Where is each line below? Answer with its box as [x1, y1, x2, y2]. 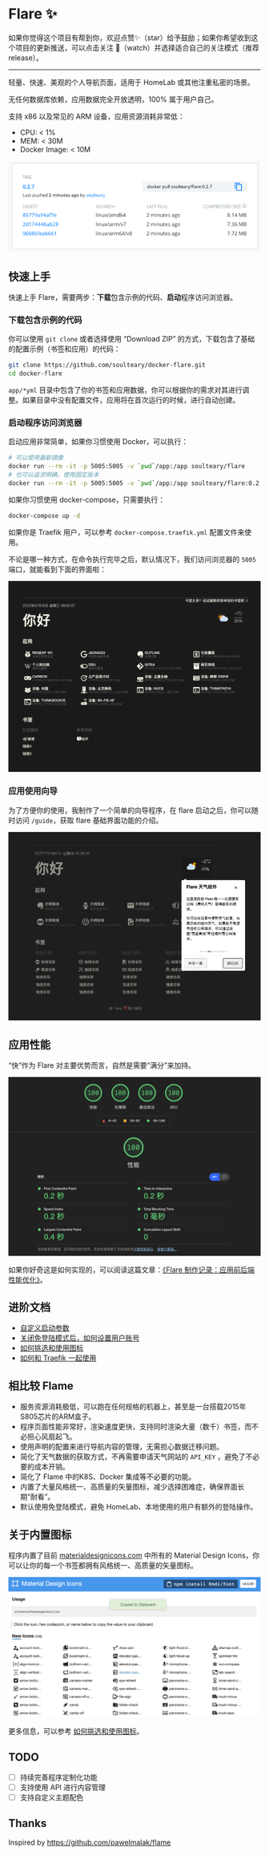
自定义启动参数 [19, 1324, 70, 1333]
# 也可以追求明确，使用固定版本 [8, 471, 99, 479]
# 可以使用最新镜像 [8, 454, 64, 462]
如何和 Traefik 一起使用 [19, 1353, 97, 1363]
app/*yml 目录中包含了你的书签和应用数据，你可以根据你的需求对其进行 [8, 386, 243, 394]
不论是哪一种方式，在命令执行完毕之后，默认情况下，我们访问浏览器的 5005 [8, 554, 256, 564]
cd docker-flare [8, 370, 62, 378]
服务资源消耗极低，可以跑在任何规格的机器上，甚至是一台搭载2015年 [19, 1402, 247, 1412]
